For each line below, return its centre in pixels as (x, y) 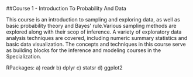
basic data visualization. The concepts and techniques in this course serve (96, 44)
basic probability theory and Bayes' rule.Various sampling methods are (91, 26)
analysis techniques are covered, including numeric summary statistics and (97, 38)
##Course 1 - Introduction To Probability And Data (66, 8)
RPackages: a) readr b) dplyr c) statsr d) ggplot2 (64, 68)
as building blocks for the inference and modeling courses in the (84, 50)
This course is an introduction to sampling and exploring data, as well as (93, 19)
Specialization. (24, 56)
